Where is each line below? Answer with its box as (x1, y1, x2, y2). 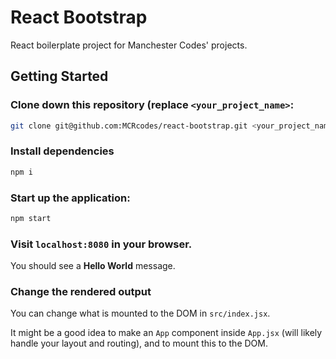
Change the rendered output (10, 285, 152, 299)
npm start (10, 213, 52, 223)
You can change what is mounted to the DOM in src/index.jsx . (10, 307, 271, 320)
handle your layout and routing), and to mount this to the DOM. (10, 337, 268, 350)
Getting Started (10, 68, 109, 85)
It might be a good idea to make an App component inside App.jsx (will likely (10, 327, 323, 339)
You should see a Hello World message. (10, 260, 176, 272)
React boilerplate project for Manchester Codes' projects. (10, 39, 248, 51)
